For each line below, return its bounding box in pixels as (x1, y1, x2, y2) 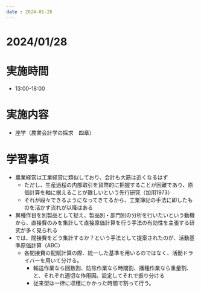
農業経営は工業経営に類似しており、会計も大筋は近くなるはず (14, 174, 168, 181)
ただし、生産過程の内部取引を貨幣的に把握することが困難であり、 (24, 181, 188, 188)
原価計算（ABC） (20, 241, 63, 248)
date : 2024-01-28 (6, 8, 53, 15)
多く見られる (25, 226, 58, 233)
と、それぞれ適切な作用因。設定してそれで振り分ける (33, 271, 165, 279)
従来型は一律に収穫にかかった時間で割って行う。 (33, 279, 155, 287)
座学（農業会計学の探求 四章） (14, 129, 95, 136)
